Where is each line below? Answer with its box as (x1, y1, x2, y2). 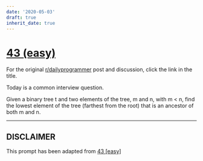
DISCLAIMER (6, 131, 56, 142)
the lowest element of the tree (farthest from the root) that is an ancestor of (6, 102, 194, 109)
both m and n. (6, 109, 41, 116)
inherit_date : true (6, 20, 56, 26)
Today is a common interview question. (6, 84, 104, 91)
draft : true (6, 14, 36, 21)
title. (6, 72, 18, 80)
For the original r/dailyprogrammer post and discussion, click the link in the (6, 66, 193, 73)
